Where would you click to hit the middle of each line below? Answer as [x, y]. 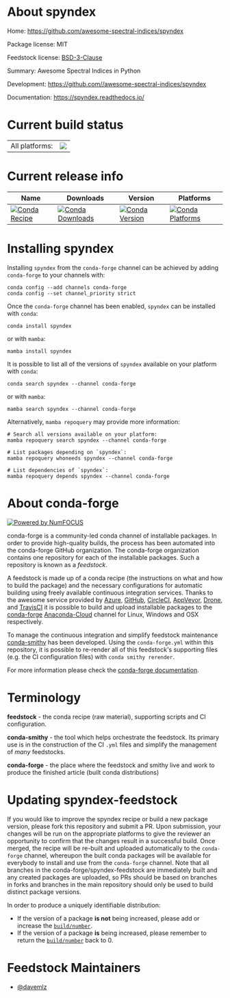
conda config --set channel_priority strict [72, 293]
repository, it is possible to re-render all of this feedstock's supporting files [112, 649]
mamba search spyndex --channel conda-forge [72, 409]
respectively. [25, 621]
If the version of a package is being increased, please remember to [112, 933]
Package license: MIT [38, 44]
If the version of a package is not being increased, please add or [108, 918]
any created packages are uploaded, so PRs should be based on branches [112, 877]
